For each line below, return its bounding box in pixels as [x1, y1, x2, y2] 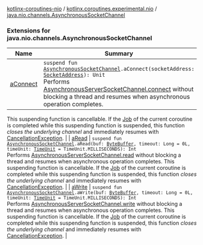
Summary [104, 49, 134, 58]
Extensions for [7, 26, 51, 35]
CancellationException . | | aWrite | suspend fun [7, 183, 122, 191]
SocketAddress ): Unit [43, 71, 105, 79]
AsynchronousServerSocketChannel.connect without [43, 85, 194, 94]
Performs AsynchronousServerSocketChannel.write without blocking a [7, 201, 183, 208]
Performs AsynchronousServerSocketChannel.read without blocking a [7, 151, 181, 159]
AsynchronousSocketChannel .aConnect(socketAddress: [43, 65, 195, 73]
